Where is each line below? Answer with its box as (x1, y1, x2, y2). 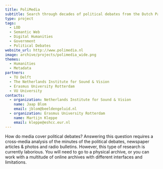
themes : (5, 57, 21, 62)
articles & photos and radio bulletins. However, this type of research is (5, 144, 146, 150)
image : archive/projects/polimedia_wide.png (5, 52, 97, 57)
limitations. (5, 159, 27, 165)
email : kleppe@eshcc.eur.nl (14, 120, 70, 125)
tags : (5, 20, 16, 26)
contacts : (5, 93, 25, 98)
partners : (5, 70, 25, 75)
